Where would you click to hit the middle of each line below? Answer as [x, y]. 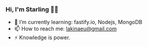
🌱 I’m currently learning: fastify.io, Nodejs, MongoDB [78, 22]
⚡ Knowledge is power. [42, 38]
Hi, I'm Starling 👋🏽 [32, 9]
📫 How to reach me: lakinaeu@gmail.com [65, 29]
